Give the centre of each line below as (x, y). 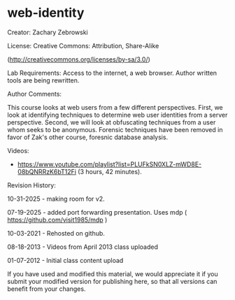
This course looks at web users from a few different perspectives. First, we (115, 107)
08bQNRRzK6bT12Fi (47, 171)
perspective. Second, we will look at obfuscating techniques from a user (112, 122)
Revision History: (31, 185)
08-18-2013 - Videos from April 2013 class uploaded (83, 247)
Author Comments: (34, 94)
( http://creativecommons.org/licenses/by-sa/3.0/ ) (79, 59)
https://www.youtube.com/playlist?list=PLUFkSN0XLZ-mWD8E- (109, 164)
